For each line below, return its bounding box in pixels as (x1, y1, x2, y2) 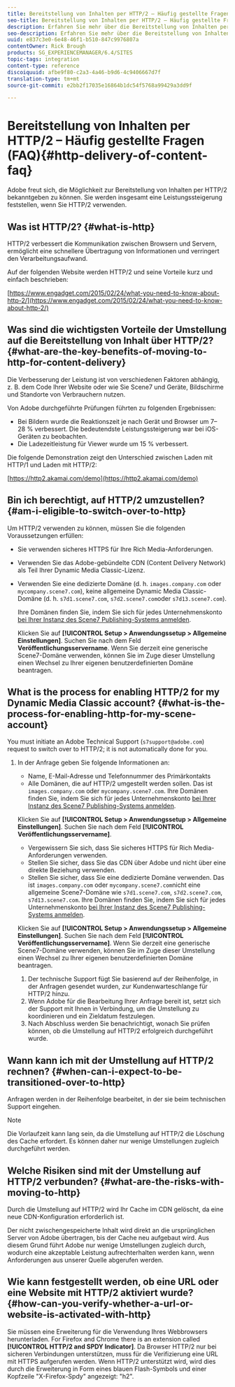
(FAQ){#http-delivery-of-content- (7, 148, 208, 164)
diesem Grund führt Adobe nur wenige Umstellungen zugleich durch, (7, 1241, 206, 1249)
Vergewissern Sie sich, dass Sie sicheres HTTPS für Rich (27, 844, 192, 852)
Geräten (17, 432, 41, 441)
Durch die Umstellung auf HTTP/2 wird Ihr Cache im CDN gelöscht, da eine (7, 1205, 224, 1214)
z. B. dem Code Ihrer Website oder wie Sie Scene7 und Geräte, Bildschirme (7, 383, 224, 391)
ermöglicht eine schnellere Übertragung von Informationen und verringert (7, 247, 220, 255)
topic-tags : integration (7, 56, 80, 63)
